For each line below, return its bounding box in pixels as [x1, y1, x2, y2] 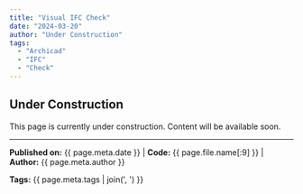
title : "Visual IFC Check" [9, 13, 111, 23]
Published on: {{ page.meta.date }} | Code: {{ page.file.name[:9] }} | [9, 146, 264, 158]
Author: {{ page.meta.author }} [9, 156, 125, 167]
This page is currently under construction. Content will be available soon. [9, 121, 281, 132]
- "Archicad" [17, 47, 67, 56]
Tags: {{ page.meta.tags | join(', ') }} [9, 173, 144, 185]
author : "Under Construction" [9, 30, 124, 39]
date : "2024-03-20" [9, 22, 83, 31]
